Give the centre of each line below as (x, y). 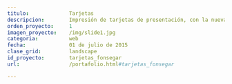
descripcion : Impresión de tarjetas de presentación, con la (108, 20)
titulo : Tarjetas (51, 13)
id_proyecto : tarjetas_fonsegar (65, 58)
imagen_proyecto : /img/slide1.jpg (61, 32)
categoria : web (43, 39)
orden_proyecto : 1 (40, 26)
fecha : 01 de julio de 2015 (68, 45)
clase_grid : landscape (52, 52)
